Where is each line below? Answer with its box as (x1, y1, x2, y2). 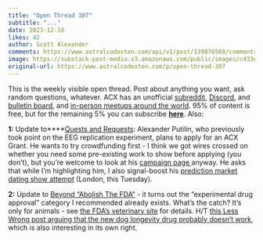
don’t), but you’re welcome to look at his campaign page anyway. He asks (8, 158, 247, 167)
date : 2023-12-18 (8, 26, 65, 34)
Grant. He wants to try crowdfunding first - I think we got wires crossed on (8, 140, 249, 150)
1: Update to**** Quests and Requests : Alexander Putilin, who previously (8, 124, 245, 133)
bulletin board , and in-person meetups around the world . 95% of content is (8, 100, 250, 110)
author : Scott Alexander (8, 41, 89, 49)
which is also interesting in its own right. (8, 223, 138, 232)
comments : (8, 48, 41, 56)
